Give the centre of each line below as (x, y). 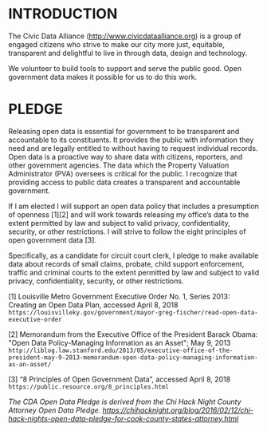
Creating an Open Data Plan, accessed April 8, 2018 (93, 305)
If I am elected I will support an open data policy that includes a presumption (133, 206)
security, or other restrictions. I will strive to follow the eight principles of (127, 231)
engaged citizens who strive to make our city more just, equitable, (117, 44)
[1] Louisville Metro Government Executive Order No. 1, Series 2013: (119, 296)
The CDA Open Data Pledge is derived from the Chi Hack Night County (125, 401)
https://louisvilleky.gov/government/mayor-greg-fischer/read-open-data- (133, 312)
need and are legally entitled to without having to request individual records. (133, 148)
